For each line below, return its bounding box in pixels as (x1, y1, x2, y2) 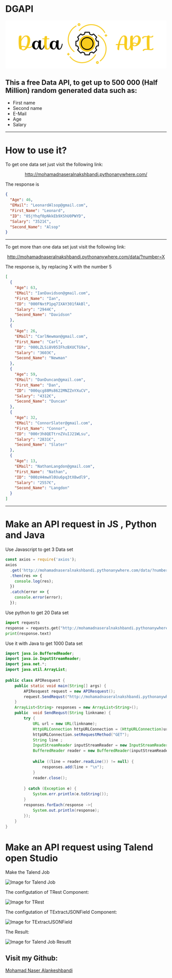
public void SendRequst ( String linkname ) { (14, 711, 111, 716)
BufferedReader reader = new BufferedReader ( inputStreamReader (32, 748, 170, 754)
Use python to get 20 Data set (5, 609, 69, 616)
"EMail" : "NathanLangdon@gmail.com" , (14, 464, 95, 469)
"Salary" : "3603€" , (14, 350, 56, 355)
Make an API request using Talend (5, 841, 154, 853)
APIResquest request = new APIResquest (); (24, 688, 116, 694)
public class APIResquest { (5, 678, 66, 683)
